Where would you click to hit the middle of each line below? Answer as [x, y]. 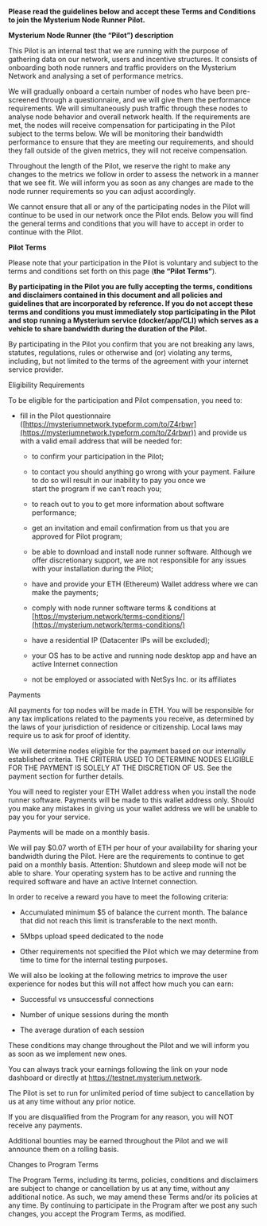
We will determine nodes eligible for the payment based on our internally [127, 751]
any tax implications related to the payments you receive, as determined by [131, 719]
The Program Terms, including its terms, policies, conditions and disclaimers [133, 1180]
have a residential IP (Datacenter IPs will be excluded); [121, 640]
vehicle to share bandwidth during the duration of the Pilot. [108, 329]
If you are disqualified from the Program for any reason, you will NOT [121, 1117]
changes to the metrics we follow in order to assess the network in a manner [133, 174]
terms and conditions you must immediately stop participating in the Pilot [132, 312]
